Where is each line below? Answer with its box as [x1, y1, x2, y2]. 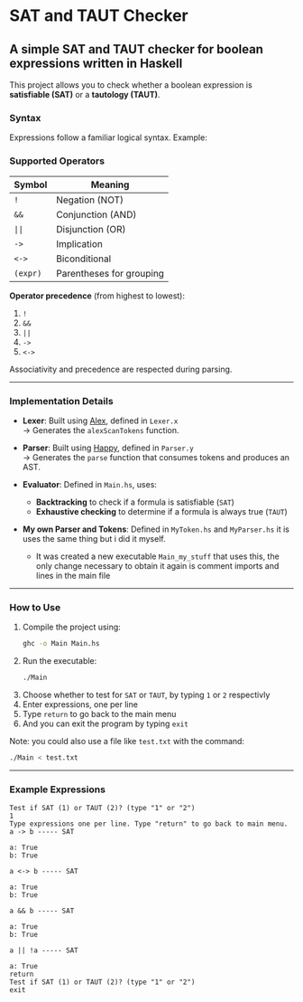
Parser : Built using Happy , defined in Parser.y [22, 442, 194, 453]
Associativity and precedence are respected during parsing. [9, 364, 233, 374]
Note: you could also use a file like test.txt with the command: [9, 735, 245, 746]
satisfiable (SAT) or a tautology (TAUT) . [9, 90, 161, 99]
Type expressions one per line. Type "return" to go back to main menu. [9, 819, 289, 828]
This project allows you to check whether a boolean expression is [9, 80, 252, 90]
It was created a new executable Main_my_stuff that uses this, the [35, 551, 280, 562]
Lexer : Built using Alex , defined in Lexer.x [22, 415, 179, 426]
